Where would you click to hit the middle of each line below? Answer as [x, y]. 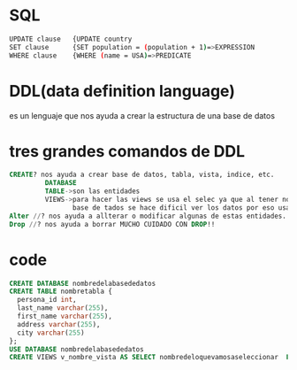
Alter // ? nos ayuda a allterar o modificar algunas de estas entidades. [148, 216]
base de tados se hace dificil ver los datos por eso [173, 208]
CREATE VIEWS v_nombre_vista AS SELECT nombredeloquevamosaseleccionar [144, 358]
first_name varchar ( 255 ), [65, 316]
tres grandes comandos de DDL [127, 151]
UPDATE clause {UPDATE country [71, 39]
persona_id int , [47, 300]
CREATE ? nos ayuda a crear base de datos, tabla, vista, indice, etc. [142, 175]
